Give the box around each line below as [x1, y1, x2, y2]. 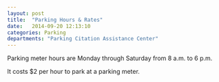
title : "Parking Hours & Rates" [7, 16, 103, 23]
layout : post [7, 10, 45, 17]
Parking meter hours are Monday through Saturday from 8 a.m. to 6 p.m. [7, 54, 213, 62]
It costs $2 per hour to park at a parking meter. [7, 68, 140, 76]
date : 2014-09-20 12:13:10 [7, 23, 91, 29]
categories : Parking [7, 29, 67, 36]
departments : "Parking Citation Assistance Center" [7, 36, 158, 42]
